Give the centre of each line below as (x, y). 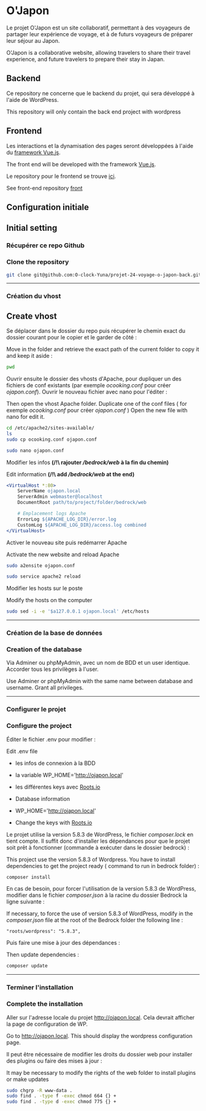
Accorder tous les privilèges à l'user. (53, 669)
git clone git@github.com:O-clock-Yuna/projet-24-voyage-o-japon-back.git (104, 275)
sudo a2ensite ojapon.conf (41, 565)
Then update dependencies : (43, 954)
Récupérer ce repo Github (45, 246)
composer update (27, 966)
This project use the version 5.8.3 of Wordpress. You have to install (91, 859)
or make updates (28, 1079)
